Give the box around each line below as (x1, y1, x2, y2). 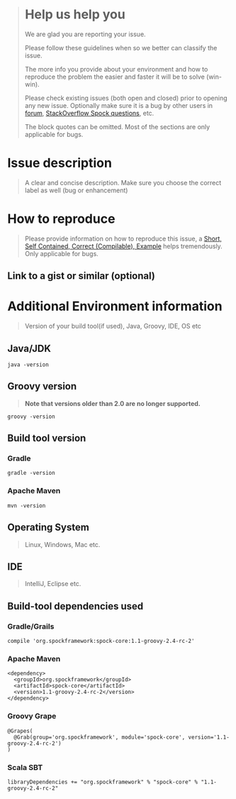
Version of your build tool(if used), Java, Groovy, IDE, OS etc (24, 322, 202, 331)
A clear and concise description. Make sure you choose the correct (24, 178, 222, 187)
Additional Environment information (7, 298, 223, 314)
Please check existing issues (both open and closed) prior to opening (24, 94, 228, 102)
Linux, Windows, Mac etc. (24, 540, 101, 549)
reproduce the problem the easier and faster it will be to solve (24, 72, 206, 81)
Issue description (7, 155, 112, 171)
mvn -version (7, 502, 46, 509)
